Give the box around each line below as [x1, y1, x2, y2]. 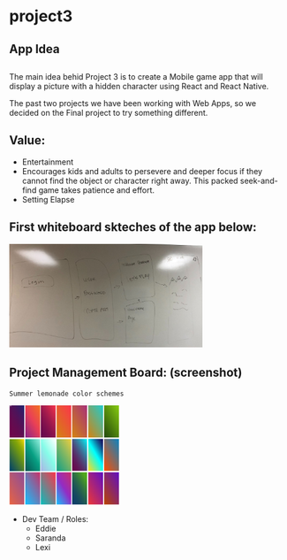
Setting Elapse [21, 194, 75, 204]
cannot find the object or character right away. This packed [21, 175, 238, 186]
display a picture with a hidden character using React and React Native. [9, 81, 269, 91]
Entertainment [21, 157, 74, 167]
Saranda [34, 533, 66, 543]
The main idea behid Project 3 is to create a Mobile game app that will [9, 71, 263, 81]
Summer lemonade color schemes [9, 389, 125, 399]
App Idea [9, 42, 60, 57]
